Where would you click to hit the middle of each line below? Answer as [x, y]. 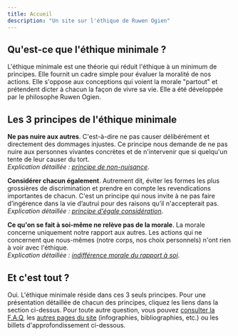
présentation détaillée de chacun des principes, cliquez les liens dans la [113, 302]
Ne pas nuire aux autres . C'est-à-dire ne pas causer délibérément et [109, 137]
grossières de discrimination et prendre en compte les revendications [109, 188]
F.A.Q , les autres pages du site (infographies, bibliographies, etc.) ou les [113, 317]
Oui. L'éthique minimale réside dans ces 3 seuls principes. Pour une [107, 295]
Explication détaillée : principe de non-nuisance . [78, 167]
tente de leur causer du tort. [48, 159]
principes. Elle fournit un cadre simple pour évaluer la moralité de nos [109, 74]
